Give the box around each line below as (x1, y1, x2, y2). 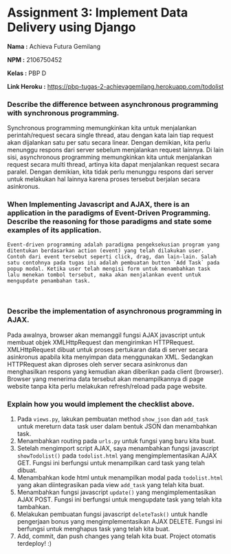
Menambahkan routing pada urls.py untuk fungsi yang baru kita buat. (16, 437, 216, 445)
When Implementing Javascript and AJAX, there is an (7, 200, 190, 209)
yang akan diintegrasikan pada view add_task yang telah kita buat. (16, 481, 205, 489)
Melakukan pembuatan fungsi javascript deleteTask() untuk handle (16, 510, 208, 518)
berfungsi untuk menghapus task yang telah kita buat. (16, 525, 170, 533)
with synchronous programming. (7, 108, 120, 118)
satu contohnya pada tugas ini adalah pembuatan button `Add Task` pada (7, 259, 220, 266)
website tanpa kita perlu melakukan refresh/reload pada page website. (7, 382, 208, 390)
